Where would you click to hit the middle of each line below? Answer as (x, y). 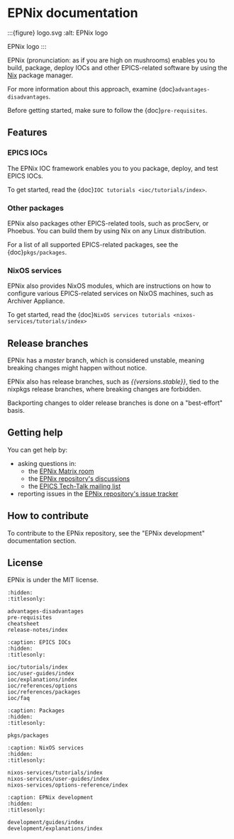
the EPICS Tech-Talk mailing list (74, 486)
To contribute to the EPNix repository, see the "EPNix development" (106, 533)
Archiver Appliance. (36, 301)
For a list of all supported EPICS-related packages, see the (93, 244)
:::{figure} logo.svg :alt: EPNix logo (58, 33)
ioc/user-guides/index (41, 674)
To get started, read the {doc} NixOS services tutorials (89, 315)
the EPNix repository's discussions (79, 478)
